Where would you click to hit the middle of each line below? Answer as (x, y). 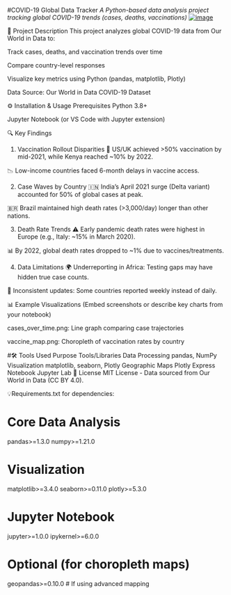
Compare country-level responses (56, 65)
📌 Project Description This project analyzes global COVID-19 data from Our (114, 31)
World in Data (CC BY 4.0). (46, 380)
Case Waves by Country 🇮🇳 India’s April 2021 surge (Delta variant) (113, 187)
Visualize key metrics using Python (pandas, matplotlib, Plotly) (96, 79)
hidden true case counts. (53, 277)
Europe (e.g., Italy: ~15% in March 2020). (76, 237)
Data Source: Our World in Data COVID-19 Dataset (79, 92)
